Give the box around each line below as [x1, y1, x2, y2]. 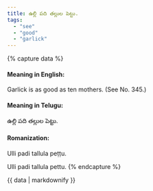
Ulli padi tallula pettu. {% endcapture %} [7, 162, 121, 170]
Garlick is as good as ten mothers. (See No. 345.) [7, 85, 147, 93]
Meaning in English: [7, 70, 65, 78]
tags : [7, 16, 23, 23]
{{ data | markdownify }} [7, 176, 76, 184]
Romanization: [7, 134, 50, 142]
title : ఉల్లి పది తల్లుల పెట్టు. [7, 10, 79, 17]
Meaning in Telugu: [7, 101, 64, 109]
